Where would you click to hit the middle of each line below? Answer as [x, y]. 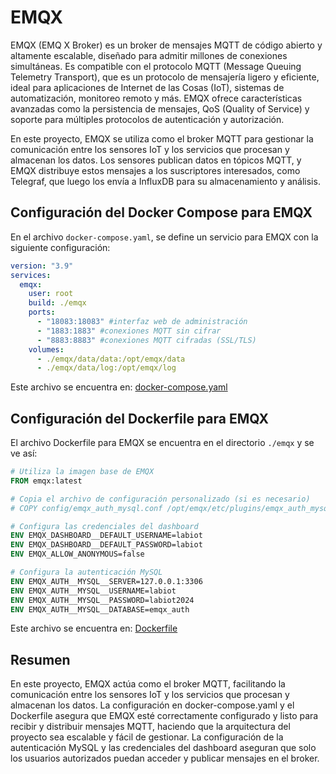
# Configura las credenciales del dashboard [104, 526]
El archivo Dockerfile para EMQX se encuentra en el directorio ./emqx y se [162, 443]
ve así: [24, 453]
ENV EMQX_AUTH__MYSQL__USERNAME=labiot [93, 591]
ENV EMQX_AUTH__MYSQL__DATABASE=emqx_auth [100, 609]
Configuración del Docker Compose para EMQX [161, 212]
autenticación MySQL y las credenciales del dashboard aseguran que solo [163, 748]
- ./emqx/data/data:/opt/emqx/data [111, 359]
